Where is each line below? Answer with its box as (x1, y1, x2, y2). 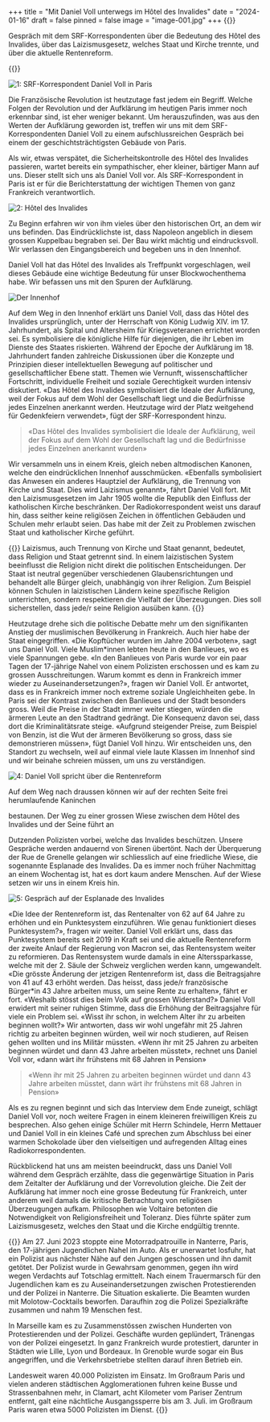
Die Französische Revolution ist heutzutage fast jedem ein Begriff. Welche (8, 95, 253, 104)
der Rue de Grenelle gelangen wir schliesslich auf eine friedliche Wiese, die (8, 853, 259, 862)
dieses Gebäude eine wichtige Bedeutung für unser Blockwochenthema (8, 269, 247, 278)
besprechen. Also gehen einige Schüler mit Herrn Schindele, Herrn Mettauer (8, 1120, 262, 1130)
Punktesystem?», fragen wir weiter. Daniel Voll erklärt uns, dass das (8, 926, 233, 936)
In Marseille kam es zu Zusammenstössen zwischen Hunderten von (8, 1321, 232, 1330)
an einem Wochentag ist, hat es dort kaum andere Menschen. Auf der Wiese (8, 870, 262, 878)
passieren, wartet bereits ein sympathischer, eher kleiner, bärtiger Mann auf (8, 162, 260, 172)
